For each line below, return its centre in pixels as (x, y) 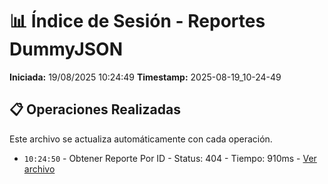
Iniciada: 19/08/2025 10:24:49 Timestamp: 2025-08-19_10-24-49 (145, 77)
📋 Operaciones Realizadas (95, 109)
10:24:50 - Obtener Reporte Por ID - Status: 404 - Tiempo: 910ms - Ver (170, 158)
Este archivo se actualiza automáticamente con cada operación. (141, 139)
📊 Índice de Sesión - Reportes (137, 21)
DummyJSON (66, 49)
